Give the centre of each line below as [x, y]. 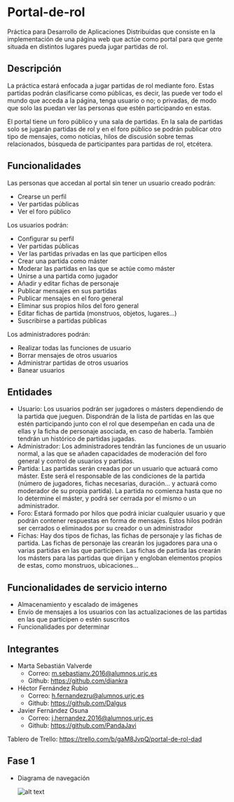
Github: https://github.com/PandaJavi [82, 726]
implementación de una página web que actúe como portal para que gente [115, 39]
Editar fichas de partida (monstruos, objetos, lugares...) [97, 313]
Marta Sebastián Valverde [55, 666]
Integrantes [33, 649]
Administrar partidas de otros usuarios [73, 363]
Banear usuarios [41, 370]
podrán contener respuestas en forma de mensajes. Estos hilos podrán [120, 521]
